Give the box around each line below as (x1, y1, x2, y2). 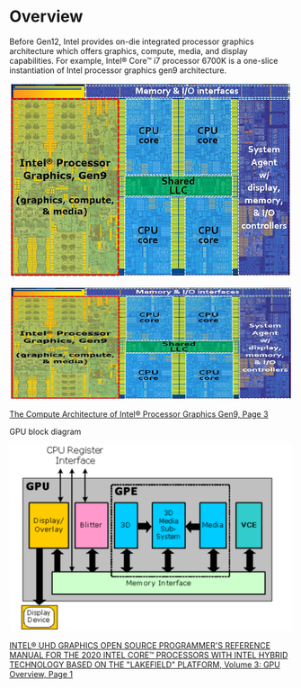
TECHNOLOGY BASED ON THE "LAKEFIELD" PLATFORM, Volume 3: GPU (9, 659, 280, 670)
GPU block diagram (9, 426, 82, 437)
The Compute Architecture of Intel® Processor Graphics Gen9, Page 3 (9, 408, 269, 420)
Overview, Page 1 (9, 668, 74, 679)
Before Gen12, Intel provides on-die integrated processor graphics (9, 36, 254, 47)
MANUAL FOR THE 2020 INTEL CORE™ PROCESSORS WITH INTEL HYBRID (9, 649, 288, 660)
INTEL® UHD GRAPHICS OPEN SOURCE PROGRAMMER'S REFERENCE (9, 639, 271, 650)
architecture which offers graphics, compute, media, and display (9, 45, 249, 56)
